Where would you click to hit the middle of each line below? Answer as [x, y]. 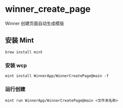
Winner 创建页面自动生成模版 [35, 23]
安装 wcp [16, 65]
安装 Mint [19, 40]
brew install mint [24, 52]
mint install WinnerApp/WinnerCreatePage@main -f [57, 76]
